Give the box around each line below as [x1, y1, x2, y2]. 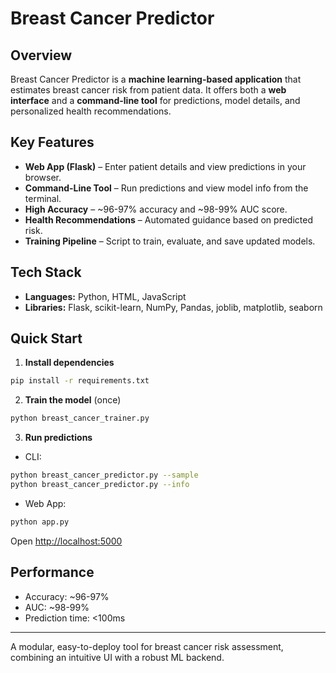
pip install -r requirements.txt [10, 376, 150, 386]
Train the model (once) [24, 394, 122, 406]
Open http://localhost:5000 [10, 535, 123, 547]
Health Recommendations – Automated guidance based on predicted [24, 213, 313, 226]
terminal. [24, 192, 62, 204]
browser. [24, 171, 62, 183]
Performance [10, 564, 95, 581]
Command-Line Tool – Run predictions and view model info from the [24, 182, 309, 194]
